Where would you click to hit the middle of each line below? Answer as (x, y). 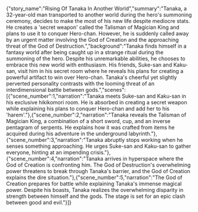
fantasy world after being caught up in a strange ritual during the (85, 52)
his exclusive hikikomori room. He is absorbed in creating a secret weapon (97, 102)
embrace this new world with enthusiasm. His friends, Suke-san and (89, 65)
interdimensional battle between (45, 90)
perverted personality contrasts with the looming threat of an (80, 84)
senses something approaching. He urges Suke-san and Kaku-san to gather (99, 146)
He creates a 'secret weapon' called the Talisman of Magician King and (93, 27)
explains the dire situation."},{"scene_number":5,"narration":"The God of (94, 177)
